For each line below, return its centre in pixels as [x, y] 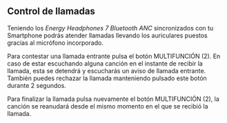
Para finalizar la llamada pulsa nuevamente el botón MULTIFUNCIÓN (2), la [113, 99]
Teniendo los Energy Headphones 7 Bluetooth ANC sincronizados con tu [110, 28]
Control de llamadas [51, 11]
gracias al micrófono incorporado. [55, 42]
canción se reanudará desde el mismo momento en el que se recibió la [108, 106]
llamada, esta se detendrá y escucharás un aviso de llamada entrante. [107, 70]
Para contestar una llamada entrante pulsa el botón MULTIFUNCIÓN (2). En [114, 56]
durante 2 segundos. [37, 85]
